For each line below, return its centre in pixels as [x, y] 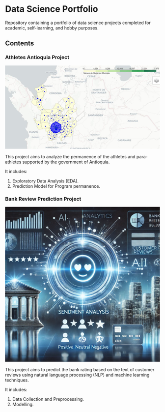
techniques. [17, 380]
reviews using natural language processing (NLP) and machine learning [77, 375]
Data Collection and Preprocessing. [48, 399]
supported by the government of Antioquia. [66, 162]
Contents [20, 44]
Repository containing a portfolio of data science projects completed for [78, 23]
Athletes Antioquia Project [37, 58]
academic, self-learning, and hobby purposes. [52, 28]
